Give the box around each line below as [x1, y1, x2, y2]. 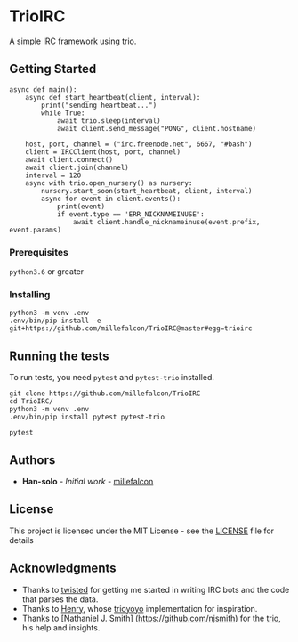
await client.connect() [25, 155, 114, 164]
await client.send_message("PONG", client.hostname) [56, 124, 256, 133]
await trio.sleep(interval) [56, 116, 162, 126]
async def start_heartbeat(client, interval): [25, 93, 201, 102]
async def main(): [9, 85, 77, 94]
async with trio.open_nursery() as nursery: [25, 178, 193, 188]
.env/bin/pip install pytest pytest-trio [9, 412, 165, 422]
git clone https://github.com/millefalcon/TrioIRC [9, 389, 201, 398]
